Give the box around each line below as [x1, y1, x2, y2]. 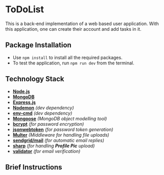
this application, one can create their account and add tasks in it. [5, 26, 142, 32]
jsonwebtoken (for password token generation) [12, 126, 113, 133]
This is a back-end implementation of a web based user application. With [5, 20, 159, 27]
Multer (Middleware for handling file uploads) [12, 132, 109, 138]
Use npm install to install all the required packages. [12, 54, 123, 60]
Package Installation [5, 41, 72, 50]
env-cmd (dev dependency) [12, 110, 73, 116]
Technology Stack [5, 75, 64, 83]
